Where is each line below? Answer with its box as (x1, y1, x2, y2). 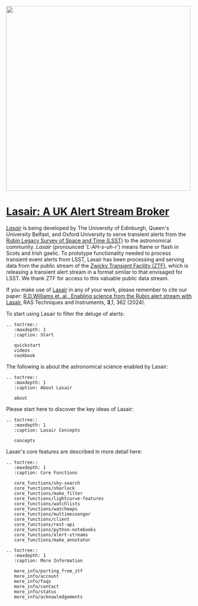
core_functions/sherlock (14, 485, 75, 491)
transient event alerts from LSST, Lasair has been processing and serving (6, 255, 184, 263)
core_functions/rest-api (14, 521, 75, 527)
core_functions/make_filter (14, 490, 83, 496)
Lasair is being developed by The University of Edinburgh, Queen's (6, 224, 170, 231)
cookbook (14, 352, 35, 358)
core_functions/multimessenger (14, 511, 91, 517)
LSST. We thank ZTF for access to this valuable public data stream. (6, 274, 169, 281)
